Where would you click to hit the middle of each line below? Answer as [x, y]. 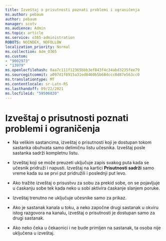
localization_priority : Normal [38, 47]
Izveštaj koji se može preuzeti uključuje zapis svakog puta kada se [80, 163]
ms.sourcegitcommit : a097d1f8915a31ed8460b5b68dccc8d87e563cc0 [72, 75]
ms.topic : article [24, 33]
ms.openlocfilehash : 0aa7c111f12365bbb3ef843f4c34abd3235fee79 [72, 70]
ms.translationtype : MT [30, 79]
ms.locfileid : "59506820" [32, 93]
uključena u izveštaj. [33, 233]
